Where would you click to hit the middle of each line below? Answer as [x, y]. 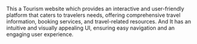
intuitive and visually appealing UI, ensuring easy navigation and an [91, 28]
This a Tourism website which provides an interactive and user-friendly [95, 9]
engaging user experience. [40, 34]
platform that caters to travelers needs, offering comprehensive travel [93, 15]
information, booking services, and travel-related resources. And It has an [99, 21]
